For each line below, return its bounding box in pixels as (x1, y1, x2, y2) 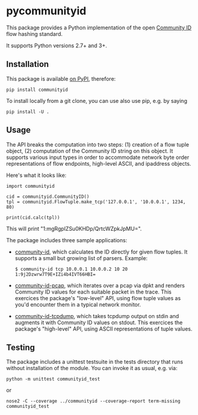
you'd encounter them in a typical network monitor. (14, 301, 141, 308)
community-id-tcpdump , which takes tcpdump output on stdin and (14, 312, 179, 319)
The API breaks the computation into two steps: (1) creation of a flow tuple (6, 141, 190, 148)
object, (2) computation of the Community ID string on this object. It (6, 147, 173, 154)
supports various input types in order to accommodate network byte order (6, 154, 190, 161)
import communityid (6, 183, 55, 189)
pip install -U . (6, 109, 50, 115)
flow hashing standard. (6, 30, 63, 37)
